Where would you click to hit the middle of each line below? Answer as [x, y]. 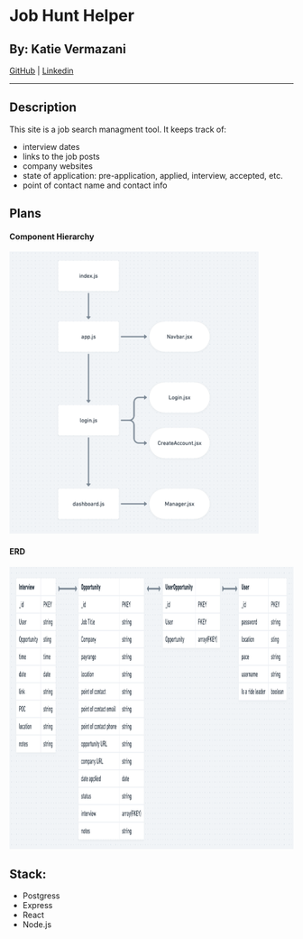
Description [43, 108]
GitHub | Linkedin [41, 70]
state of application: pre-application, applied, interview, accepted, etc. [152, 175]
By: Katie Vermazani [68, 49]
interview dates [51, 146]
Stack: [28, 874]
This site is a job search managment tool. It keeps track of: [118, 129]
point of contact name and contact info [95, 185]
